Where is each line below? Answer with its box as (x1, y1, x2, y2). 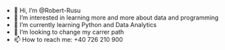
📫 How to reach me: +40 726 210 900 (13, 36, 123, 43)
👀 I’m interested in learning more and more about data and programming (13, 14, 219, 22)
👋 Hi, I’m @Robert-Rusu (13, 7, 81, 14)
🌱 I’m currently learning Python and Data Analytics (13, 21, 157, 28)
